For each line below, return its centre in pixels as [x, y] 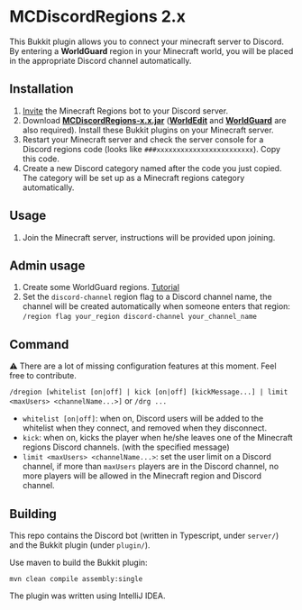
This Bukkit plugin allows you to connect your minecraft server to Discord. [146, 41]
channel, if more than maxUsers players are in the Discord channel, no [151, 467]
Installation [41, 89]
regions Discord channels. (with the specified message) [126, 447]
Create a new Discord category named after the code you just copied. [152, 168]
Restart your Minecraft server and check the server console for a [143, 139]
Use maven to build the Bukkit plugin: [78, 562]
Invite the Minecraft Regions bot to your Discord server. [125, 111]
